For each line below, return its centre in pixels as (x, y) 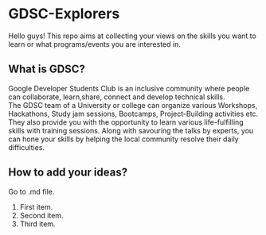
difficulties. (27, 147)
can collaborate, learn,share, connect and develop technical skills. (117, 97)
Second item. (41, 215)
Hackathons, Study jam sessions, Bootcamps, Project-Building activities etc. (133, 114)
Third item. (37, 224)
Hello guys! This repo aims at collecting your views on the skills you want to (132, 36)
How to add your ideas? (68, 173)
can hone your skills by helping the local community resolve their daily (123, 139)
